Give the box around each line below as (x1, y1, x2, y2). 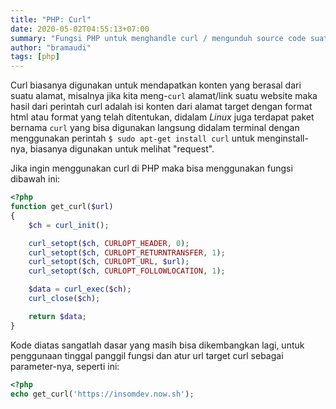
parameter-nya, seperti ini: (10, 360, 120, 372)
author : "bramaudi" (10, 42, 92, 53)
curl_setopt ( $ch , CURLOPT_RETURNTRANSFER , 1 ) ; (28, 247, 226, 258)
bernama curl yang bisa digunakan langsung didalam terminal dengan (10, 122, 300, 134)
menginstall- (256, 132, 309, 145)
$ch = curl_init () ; (28, 220, 110, 230)
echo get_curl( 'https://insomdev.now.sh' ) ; (10, 389, 195, 399)
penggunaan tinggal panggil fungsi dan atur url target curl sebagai (10, 349, 284, 361)
